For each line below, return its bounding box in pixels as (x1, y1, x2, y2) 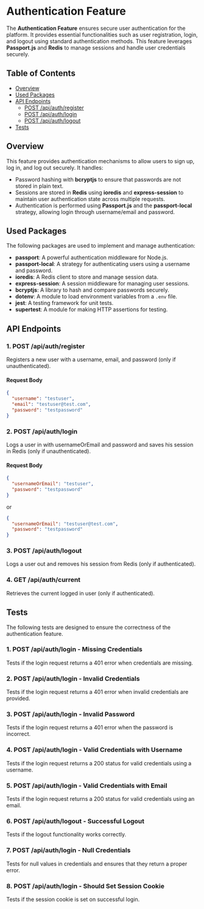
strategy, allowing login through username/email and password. (15, 208, 175, 215)
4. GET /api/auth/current (6, 576, 81, 584)
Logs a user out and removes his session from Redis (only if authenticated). (6, 561, 196, 568)
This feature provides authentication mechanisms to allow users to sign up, (6, 157, 195, 164)
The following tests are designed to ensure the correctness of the (6, 624, 171, 631)
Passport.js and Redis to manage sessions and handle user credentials (6, 44, 186, 51)
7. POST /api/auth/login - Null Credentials (6, 846, 131, 855)
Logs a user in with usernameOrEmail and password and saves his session (6, 441, 194, 448)
